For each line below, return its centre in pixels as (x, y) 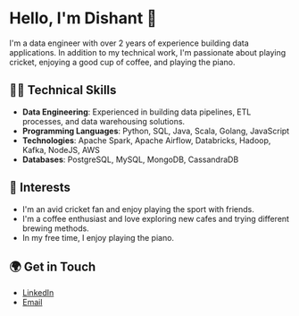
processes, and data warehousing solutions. (104, 121)
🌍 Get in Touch (53, 266)
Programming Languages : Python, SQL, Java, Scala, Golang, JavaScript (156, 131)
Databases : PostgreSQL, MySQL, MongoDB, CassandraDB (130, 159)
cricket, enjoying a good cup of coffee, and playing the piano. (122, 62)
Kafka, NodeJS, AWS (61, 149)
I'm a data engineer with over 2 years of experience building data (129, 43)
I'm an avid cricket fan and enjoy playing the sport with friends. (138, 209)
